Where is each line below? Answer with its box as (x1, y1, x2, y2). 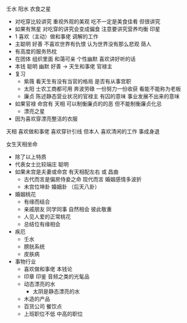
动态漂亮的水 (23, 281, 55, 287)
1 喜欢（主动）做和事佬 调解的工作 (14, 33, 99, 40)
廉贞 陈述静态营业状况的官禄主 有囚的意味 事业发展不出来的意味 (23, 93, 180, 100)
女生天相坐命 (6, 141, 38, 148)
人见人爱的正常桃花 (23, 213, 71, 220)
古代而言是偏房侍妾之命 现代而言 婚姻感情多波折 (23, 176, 142, 182)
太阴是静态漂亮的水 (32, 288, 80, 295)
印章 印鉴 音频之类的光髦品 (23, 273, 90, 280)
